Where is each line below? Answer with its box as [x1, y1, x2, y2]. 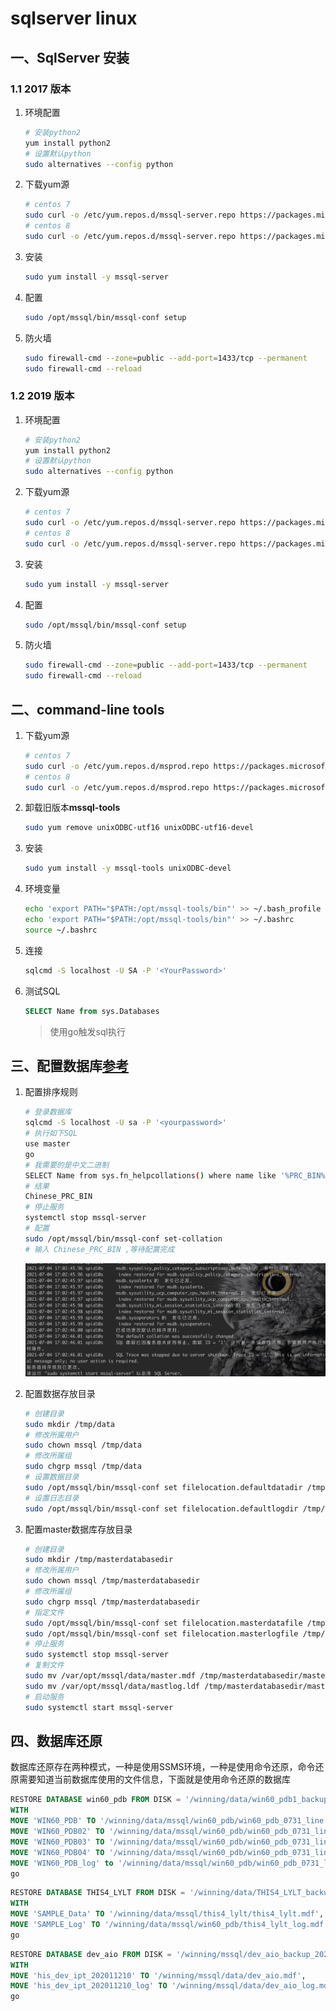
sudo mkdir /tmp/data [24, 1419, 115, 1429]
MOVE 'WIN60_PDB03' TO [10, 1837, 105, 1847]
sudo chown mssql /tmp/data [24, 1440, 142, 1451]
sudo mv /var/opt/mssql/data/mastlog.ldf [24, 1681, 200, 1691]
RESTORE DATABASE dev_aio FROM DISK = [10, 1949, 172, 1959]
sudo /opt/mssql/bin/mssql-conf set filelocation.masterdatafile [24, 1618, 303, 1628]
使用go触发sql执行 [49, 1025, 126, 1037]
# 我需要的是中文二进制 [24, 1160, 110, 1170]
